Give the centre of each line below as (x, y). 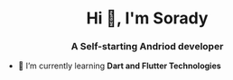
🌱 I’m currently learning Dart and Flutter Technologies (119, 66)
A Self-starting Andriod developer (147, 47)
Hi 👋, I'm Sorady (147, 18)
